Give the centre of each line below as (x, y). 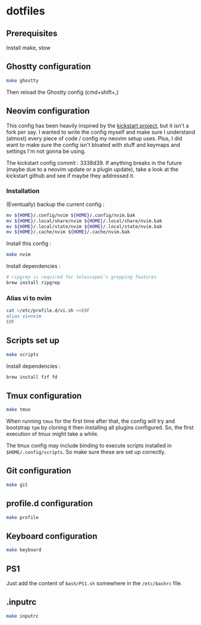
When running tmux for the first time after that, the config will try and (91, 421)
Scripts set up (33, 340)
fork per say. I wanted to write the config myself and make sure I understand (101, 132)
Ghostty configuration (49, 67)
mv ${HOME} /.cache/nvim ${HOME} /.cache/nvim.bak (68, 232)
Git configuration (39, 471)
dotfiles (26, 11)
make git (17, 485)
